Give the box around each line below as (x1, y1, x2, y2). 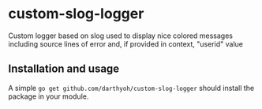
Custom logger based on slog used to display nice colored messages (8, 31, 233, 40)
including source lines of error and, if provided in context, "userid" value (8, 39, 243, 48)
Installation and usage (8, 62, 120, 76)
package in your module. (8, 92, 89, 101)
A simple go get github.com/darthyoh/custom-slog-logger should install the (8, 83, 255, 92)
